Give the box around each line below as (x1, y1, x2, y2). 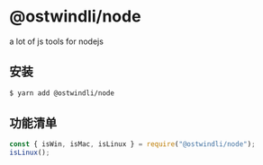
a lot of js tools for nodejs (9, 36, 104, 47)
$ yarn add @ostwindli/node (9, 88, 115, 98)
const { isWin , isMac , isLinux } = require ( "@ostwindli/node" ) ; (9, 140, 256, 149)
